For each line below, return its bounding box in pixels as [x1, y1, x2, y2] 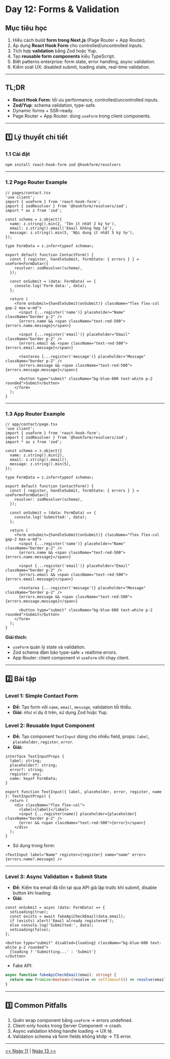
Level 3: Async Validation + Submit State [5, 873, 108, 880]
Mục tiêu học [5, 24, 48, 32]
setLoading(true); [10, 909, 49, 915]
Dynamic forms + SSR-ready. [12, 107, 74, 113]
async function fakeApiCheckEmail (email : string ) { [5, 973, 116, 978]
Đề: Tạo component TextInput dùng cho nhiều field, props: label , [12, 733, 150, 739]
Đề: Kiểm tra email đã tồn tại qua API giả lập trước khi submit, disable [12, 885, 157, 891]
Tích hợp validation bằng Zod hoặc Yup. [12, 48, 98, 54]
